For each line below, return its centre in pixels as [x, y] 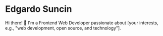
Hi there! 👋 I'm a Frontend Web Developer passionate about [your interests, [82, 23]
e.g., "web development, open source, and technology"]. [63, 28]
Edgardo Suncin [39, 9]
